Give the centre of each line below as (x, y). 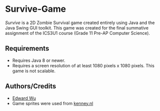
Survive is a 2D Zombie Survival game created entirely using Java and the (80, 23)
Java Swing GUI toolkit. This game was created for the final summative (77, 28)
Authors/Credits (31, 86)
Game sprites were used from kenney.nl (53, 103)
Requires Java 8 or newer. (39, 60)
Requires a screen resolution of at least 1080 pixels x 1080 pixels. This (83, 65)
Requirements (27, 48)
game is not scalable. (34, 71)
